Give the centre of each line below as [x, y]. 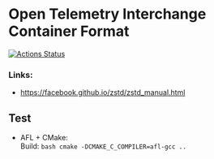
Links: [21, 75]
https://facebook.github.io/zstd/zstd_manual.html [103, 92]
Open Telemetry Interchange [107, 14]
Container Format [69, 31]
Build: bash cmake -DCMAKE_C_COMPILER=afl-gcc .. [103, 146]
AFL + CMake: [44, 138]
